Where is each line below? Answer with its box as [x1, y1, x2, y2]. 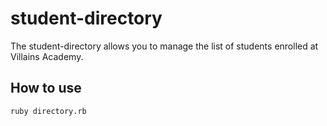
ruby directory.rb [10, 106, 87, 116]
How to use [10, 80, 82, 97]
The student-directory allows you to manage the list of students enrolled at [10, 40, 319, 52]
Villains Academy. [10, 50, 84, 62]
